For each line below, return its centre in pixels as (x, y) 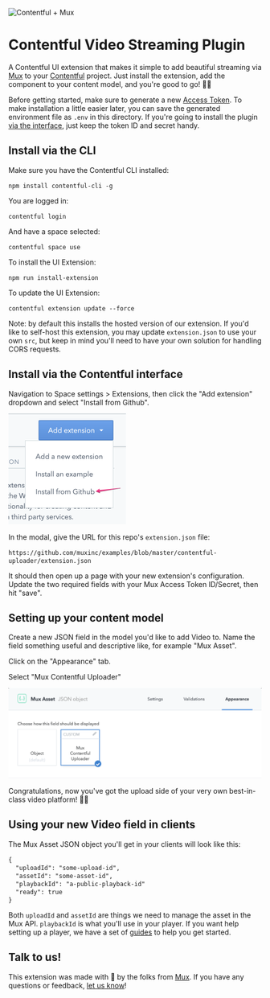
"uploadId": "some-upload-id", (68, 868)
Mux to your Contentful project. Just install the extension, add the (117, 76)
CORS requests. (35, 349)
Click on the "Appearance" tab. (59, 661)
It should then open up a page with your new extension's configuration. (127, 576)
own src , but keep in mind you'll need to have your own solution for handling (135, 340)
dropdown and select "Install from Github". (79, 402)
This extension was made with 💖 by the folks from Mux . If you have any (126, 976)
